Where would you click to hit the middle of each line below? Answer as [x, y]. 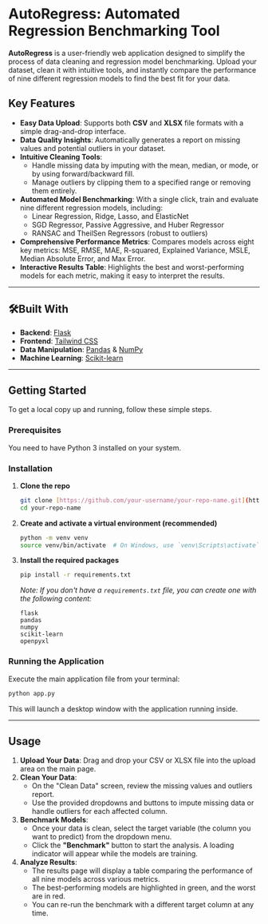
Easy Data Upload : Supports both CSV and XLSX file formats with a [132, 123]
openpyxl [34, 641]
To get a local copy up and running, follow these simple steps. [110, 410]
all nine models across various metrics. [96, 879]
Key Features [42, 103]
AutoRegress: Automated [95, 14]
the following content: [55, 599]
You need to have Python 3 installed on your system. [95, 447]
